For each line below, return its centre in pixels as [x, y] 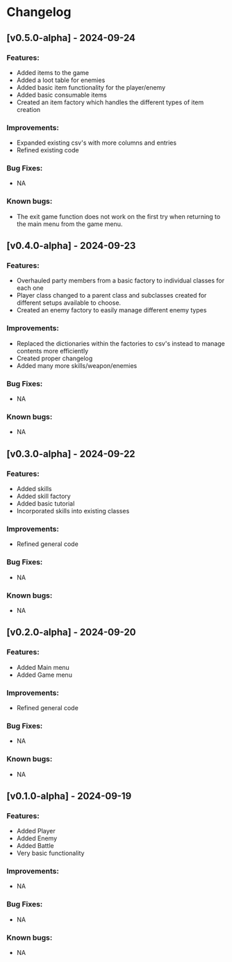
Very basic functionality [50, 853]
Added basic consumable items [61, 95]
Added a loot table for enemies [61, 80]
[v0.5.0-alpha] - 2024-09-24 [71, 38]
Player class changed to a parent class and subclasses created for [111, 296]
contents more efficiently [52, 351]
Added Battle [35, 846]
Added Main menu [43, 667]
